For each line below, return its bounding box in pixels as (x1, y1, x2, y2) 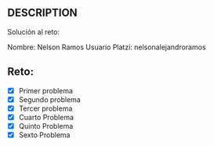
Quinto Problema (18, 121, 74, 130)
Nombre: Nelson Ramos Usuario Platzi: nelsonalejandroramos (7, 42, 206, 52)
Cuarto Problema (18, 112, 74, 122)
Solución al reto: (7, 27, 60, 36)
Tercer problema (18, 104, 73, 113)
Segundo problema (18, 94, 82, 104)
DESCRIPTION (7, 6, 78, 20)
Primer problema (18, 86, 74, 95)
